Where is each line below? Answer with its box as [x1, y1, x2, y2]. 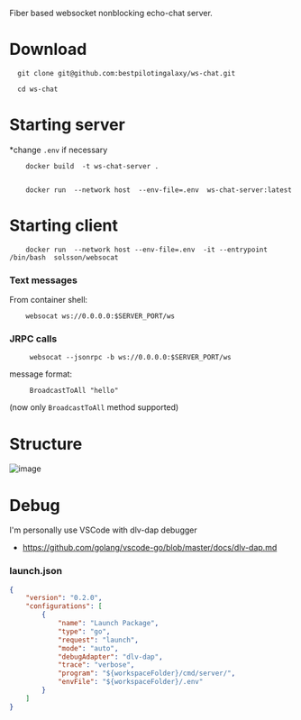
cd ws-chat [17, 85, 59, 94]
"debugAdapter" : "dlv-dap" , [57, 652, 164, 661]
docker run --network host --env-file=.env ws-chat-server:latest [25, 185, 293, 195]
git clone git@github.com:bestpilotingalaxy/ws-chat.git [17, 68, 236, 77]
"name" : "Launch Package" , [57, 619, 160, 628]
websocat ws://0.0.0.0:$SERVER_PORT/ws [25, 312, 176, 321]
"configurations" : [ [25, 602, 103, 611]
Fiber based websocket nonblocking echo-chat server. [9, 8, 214, 18]
